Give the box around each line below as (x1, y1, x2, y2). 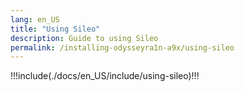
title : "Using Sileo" (10, 24, 101, 34)
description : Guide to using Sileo (10, 33, 159, 43)
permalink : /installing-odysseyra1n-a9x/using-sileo (10, 42, 235, 53)
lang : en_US (10, 14, 60, 25)
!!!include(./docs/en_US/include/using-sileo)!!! (10, 70, 200, 82)
